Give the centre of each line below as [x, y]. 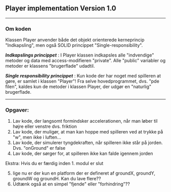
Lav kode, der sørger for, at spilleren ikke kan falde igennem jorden [83, 154]
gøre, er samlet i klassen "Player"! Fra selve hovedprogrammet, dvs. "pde [82, 81]
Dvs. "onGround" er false [39, 148]
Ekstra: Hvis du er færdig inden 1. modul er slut [54, 163]
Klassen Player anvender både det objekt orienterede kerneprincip [75, 40]
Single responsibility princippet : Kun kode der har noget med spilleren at [83, 76]
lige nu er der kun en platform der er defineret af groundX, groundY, [84, 173]
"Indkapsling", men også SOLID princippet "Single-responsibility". [74, 45]
